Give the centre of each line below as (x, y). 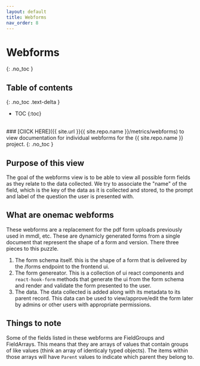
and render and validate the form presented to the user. (83, 285)
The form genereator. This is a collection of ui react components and (99, 273)
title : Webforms (26, 17)
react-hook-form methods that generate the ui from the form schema (99, 279)
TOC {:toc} (28, 113)
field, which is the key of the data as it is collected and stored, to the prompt (100, 190)
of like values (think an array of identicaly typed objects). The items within (97, 350)
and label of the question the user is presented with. (70, 196)
